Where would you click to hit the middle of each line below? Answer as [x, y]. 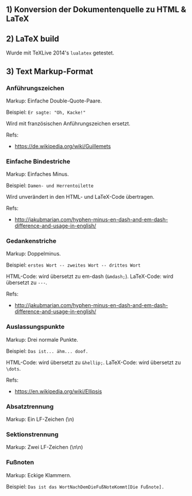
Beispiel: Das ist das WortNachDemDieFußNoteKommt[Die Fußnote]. [85, 487]
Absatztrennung [30, 406]
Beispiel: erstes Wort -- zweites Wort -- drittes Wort [73, 265]
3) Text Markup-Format [50, 71]
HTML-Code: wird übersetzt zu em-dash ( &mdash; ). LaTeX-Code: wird [90, 276]
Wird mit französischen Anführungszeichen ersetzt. [68, 123]
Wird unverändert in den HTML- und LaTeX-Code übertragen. [80, 197]
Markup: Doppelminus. [34, 254]
